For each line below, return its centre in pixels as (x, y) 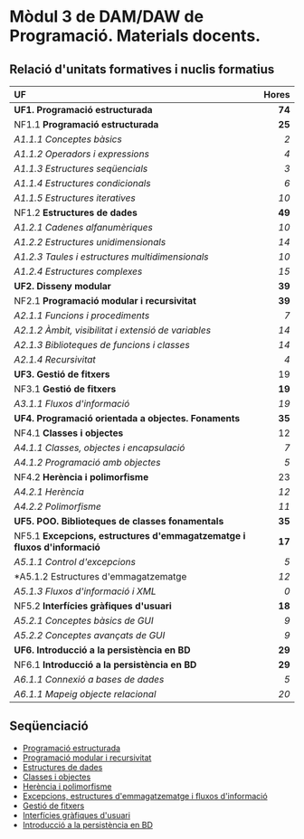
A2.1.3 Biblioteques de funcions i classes (102, 345)
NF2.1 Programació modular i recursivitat (105, 301)
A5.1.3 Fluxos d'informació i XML (85, 591)
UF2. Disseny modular (62, 286)
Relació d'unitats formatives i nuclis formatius (142, 69)
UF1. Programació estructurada (83, 110)
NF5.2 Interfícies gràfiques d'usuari (93, 606)
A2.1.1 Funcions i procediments (82, 316)
